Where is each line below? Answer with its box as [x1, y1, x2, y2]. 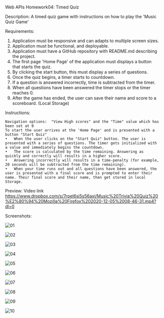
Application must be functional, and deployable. [12, 43, 109, 49]
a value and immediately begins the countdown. [5, 145, 105, 150]
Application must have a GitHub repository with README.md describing [12, 49, 157, 54]
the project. [12, 53, 36, 59]
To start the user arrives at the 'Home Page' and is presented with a [5, 128, 155, 133]
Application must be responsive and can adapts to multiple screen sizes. [12, 38, 159, 44]
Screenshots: [5, 213, 32, 219]
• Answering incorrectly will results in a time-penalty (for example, [5, 158, 160, 163]
